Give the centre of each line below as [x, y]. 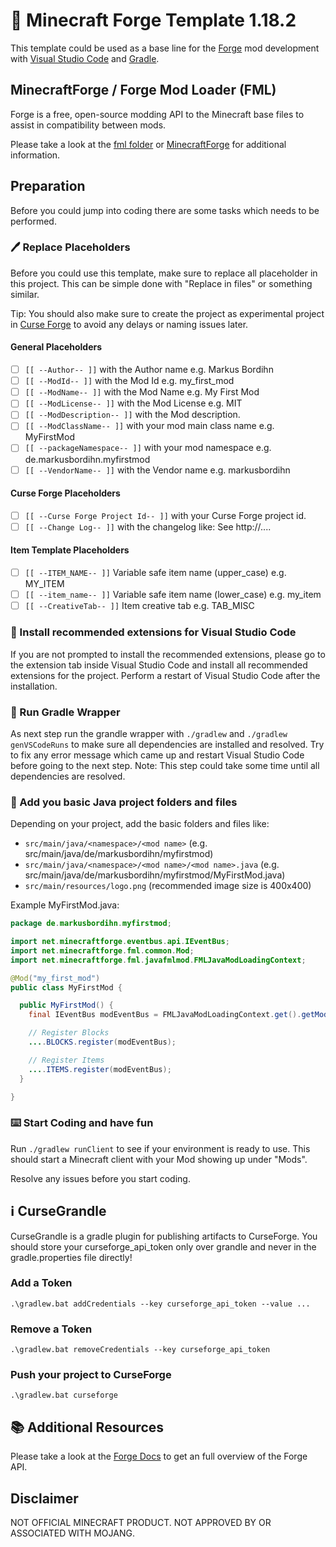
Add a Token [41, 1283]
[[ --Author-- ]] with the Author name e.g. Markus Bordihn [149, 370]
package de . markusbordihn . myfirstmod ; [91, 924]
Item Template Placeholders [70, 550]
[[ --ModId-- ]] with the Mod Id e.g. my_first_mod [129, 381]
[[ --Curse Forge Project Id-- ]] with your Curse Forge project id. [165, 515]
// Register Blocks [69, 1033]
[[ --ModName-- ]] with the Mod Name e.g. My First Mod [142, 392]
